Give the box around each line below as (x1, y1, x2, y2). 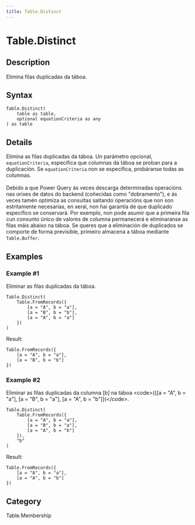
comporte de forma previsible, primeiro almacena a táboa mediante (6, 228, 169, 235)
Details (6, 137, 32, 147)
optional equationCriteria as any (16, 116, 101, 122)
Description (6, 57, 50, 68)
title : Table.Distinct (6, 8, 62, 15)
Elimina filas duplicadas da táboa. (6, 73, 87, 80)
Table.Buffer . (6, 234, 39, 242)
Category (6, 496, 42, 506)
